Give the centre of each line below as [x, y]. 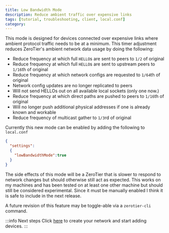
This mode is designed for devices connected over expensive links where [82, 38]
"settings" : [22, 146]
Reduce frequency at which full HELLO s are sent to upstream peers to [84, 64]
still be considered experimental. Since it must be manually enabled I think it [84, 190]
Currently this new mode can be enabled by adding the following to [75, 128]
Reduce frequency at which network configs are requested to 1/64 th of [86, 75]
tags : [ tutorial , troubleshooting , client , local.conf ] [65, 19]
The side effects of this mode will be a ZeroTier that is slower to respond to [83, 174]
